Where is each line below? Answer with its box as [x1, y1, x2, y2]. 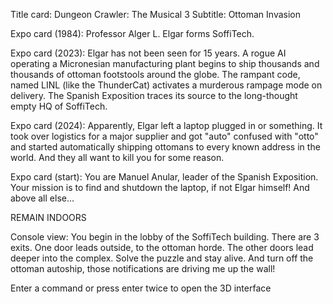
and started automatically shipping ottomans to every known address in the [10, 141, 321, 153]
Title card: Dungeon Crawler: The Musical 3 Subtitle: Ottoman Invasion [10, 9, 302, 20]
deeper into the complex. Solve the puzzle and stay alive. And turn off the [10, 252, 314, 264]
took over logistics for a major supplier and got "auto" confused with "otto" [10, 130, 319, 142]
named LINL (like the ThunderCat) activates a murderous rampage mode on [10, 79, 323, 91]
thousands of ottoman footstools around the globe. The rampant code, [10, 69, 301, 80]
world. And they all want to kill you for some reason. [10, 152, 225, 163]
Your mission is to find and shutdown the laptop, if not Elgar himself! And [10, 182, 310, 193]
